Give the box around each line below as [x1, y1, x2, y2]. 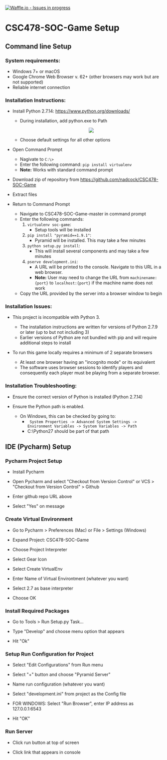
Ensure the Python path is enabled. [12, 403, 85, 409]
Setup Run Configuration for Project [5, 650, 94, 657]
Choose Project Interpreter [12, 546, 67, 552]
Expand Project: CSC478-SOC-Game [12, 537, 89, 543]
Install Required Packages [5, 607, 70, 614]
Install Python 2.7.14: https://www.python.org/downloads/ [12, 108, 131, 114]
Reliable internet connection [12, 84, 70, 90]
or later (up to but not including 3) [19, 329, 90, 335]
